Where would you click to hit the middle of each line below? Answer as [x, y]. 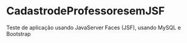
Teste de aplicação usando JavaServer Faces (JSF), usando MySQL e [93, 27]
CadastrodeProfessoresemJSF [86, 11]
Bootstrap [19, 33]
